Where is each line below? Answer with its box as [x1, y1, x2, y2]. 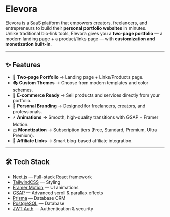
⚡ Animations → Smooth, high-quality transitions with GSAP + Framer [12, 114, 159, 120]
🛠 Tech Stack [5, 157, 50, 167]
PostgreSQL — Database [12, 200, 65, 206]
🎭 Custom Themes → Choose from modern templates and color [12, 79, 149, 86]
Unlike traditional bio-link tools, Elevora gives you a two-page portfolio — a [5, 30, 163, 36]
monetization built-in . [5, 41, 52, 47]
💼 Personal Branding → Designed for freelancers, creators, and [12, 103, 146, 109]
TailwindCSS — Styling [12, 179, 61, 185]
